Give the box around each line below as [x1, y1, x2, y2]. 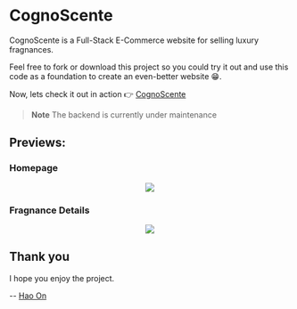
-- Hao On [9, 290, 47, 301]
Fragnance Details [9, 204, 90, 216]
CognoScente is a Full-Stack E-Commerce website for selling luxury [9, 35, 260, 45]
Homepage [9, 162, 58, 175]
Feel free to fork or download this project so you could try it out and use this [9, 61, 289, 72]
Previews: [9, 135, 66, 150]
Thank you [9, 249, 70, 264]
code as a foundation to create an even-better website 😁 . [9, 70, 222, 81]
